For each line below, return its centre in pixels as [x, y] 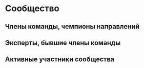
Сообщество [32, 8]
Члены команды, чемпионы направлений [72, 26]
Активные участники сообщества [60, 59]
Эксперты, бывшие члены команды [63, 42]
